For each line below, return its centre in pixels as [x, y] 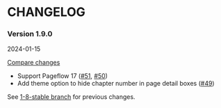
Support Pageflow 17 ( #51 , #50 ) [62, 76]
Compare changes [34, 63]
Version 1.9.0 [30, 34]
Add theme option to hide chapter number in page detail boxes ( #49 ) [116, 84]
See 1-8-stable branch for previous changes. [71, 97]
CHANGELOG [46, 12]
